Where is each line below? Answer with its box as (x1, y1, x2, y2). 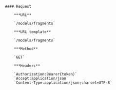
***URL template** (14, 30, 51, 34)
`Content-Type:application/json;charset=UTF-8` (14, 80, 112, 85)
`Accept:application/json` (14, 76, 69, 81)
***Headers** (14, 63, 40, 68)
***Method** (14, 46, 38, 51)
